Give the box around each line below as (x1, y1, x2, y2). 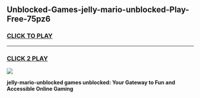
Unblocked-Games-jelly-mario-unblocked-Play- (7, 5, 189, 15)
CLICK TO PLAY (7, 32, 53, 40)
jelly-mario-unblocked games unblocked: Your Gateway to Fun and (7, 78, 176, 86)
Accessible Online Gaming (7, 85, 74, 92)
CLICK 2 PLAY (7, 54, 48, 62)
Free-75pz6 (7, 14, 51, 24)
